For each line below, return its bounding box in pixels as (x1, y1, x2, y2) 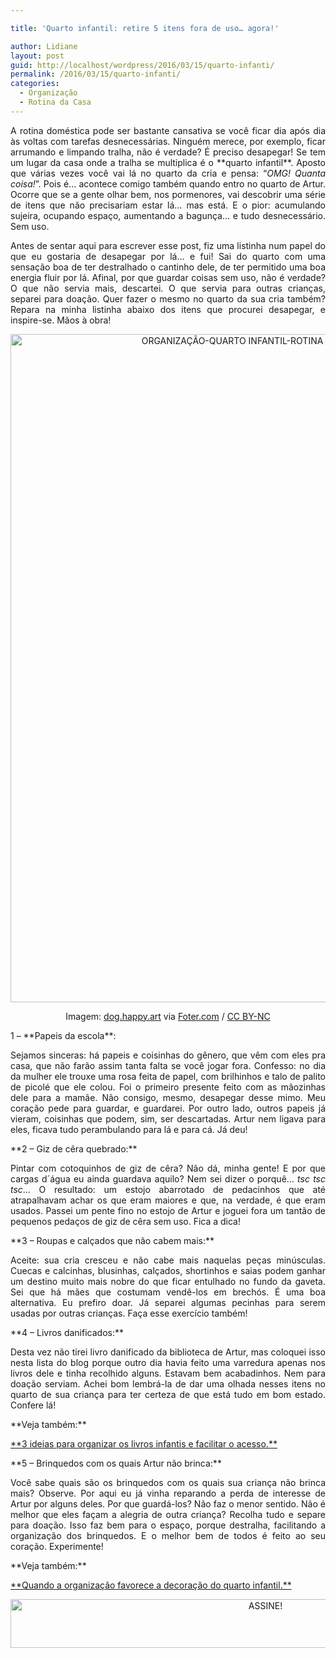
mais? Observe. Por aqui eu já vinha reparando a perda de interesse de (10, 1487, 326, 1499)
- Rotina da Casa (19, 97, 92, 107)
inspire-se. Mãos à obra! (10, 314, 112, 326)
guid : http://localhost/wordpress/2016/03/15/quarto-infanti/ (10, 60, 275, 70)
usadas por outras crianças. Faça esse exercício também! (10, 1307, 248, 1319)
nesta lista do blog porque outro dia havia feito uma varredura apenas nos (10, 1356, 326, 1368)
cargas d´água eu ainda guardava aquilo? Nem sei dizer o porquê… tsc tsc (10, 1172, 326, 1185)
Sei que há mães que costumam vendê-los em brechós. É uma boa (10, 1286, 326, 1298)
